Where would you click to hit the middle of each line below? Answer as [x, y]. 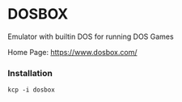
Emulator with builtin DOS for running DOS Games [91, 36]
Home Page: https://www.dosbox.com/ [72, 52]
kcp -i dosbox [32, 90]
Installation [30, 73]
